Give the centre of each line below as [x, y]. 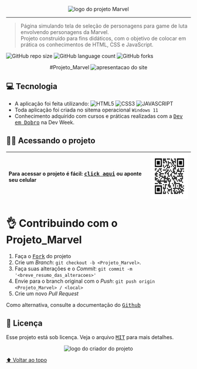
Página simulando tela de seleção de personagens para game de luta [104, 26]
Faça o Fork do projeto [43, 256]
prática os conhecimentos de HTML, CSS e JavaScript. [87, 45]
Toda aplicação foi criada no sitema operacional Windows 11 [86, 110]
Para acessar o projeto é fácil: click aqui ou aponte [75, 174]
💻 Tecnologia [32, 87]
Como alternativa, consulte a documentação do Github [74, 304]
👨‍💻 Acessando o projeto [51, 141]
